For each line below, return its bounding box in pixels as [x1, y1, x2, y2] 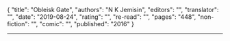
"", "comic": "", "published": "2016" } [30, 20, 135, 28]
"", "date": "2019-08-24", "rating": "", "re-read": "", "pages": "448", [7, 13, 196, 21]
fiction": [7, 20, 29, 28]
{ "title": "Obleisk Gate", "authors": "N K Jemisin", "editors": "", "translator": [7, 6, 219, 13]
